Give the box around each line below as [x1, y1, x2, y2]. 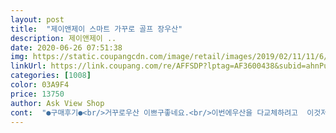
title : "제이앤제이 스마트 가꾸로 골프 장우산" [10, 24, 183, 34]
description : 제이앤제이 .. [10, 33, 117, 43]
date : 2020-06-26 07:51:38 [10, 42, 123, 53]
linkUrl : [10, 61, 47, 71]
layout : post [10, 14, 65, 25]
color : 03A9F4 [10, 80, 70, 90]
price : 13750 [10, 89, 65, 99]
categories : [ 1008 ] [10, 71, 92, 81]
